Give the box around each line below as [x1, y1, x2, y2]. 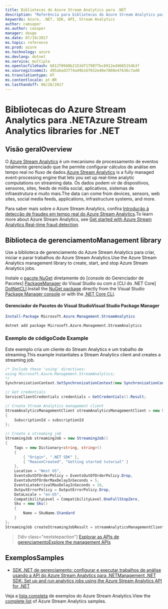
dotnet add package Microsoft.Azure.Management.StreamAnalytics [5, 323, 142, 328]
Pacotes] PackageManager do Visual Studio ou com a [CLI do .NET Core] [5, 280, 156, 286]
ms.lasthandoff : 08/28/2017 [5, 82, 64, 87]
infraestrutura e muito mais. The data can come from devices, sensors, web [5, 190, 160, 196]
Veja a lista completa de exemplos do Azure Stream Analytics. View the [5, 592, 151, 598]
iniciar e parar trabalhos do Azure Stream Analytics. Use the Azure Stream [5, 255, 157, 261]
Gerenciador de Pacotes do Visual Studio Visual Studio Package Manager [5, 302, 160, 309]
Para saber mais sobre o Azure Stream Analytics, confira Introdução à [5, 206, 149, 212]
